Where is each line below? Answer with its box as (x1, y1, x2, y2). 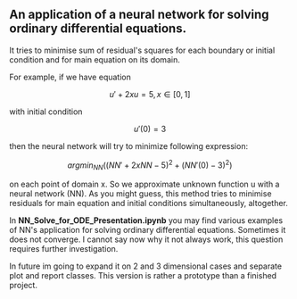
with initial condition (9, 106, 83, 117)
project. (9, 280, 38, 291)
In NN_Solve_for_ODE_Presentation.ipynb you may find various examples (9, 215, 284, 226)
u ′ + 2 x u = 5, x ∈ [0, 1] (109, 88, 191, 99)
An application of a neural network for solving (9, 7, 269, 22)
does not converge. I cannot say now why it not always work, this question (9, 234, 284, 245)
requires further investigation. (9, 244, 119, 254)
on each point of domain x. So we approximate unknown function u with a (9, 179, 280, 190)
